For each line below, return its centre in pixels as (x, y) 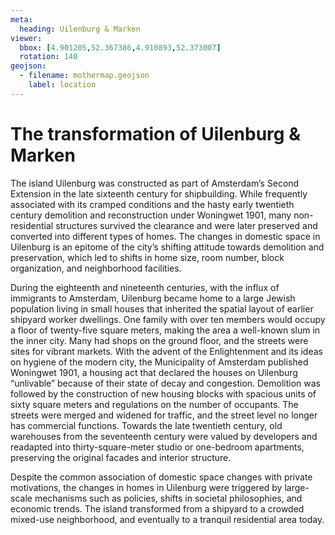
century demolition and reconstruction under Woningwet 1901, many (151, 215)
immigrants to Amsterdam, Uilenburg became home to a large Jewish (153, 298)
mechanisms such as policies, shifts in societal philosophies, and (168, 498)
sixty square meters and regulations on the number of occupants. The (154, 404)
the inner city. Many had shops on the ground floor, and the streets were (159, 340)
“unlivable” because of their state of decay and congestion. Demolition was (166, 383)
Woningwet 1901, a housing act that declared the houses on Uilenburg (154, 372)
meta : (21, 19)
